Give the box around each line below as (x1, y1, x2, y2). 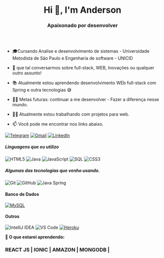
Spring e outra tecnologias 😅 (12, 87, 72, 93)
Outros (5, 214, 20, 220)
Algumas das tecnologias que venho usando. (5, 167, 100, 174)
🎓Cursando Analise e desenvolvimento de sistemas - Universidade (12, 48, 150, 54)
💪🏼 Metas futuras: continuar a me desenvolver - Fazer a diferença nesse (12, 97, 160, 102)
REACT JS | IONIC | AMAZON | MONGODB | (5, 246, 110, 253)
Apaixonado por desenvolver (47, 22, 118, 29)
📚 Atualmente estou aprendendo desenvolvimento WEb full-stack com (12, 80, 156, 86)
